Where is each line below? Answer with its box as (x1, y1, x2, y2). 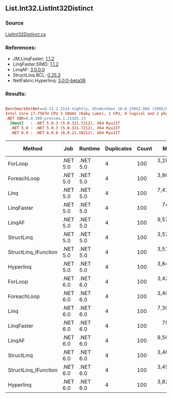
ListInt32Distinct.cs (5, 31, 46, 37)
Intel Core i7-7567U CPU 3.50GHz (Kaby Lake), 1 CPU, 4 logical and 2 (5, 111, 159, 116)
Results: (5, 90, 27, 97)
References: (5, 44, 37, 51)
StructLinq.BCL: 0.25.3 (12, 72, 61, 78)
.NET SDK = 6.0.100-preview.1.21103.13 (5, 116, 86, 121)
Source (5, 19, 24, 27)
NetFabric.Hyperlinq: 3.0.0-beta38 (12, 77, 86, 84)
